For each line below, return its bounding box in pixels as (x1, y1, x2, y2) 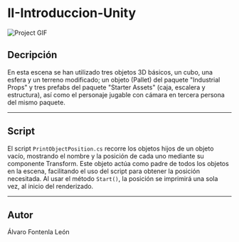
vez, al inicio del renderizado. (7, 182, 94, 190)
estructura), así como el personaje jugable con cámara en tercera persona (7, 90, 225, 99)
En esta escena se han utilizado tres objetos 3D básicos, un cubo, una (7, 67, 213, 76)
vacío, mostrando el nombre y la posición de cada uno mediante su (7, 151, 204, 160)
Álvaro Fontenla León (7, 228, 70, 236)
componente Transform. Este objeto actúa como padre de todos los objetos (7, 159, 229, 167)
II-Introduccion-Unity (7, 5, 137, 21)
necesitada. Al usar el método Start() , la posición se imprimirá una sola (7, 174, 218, 182)
